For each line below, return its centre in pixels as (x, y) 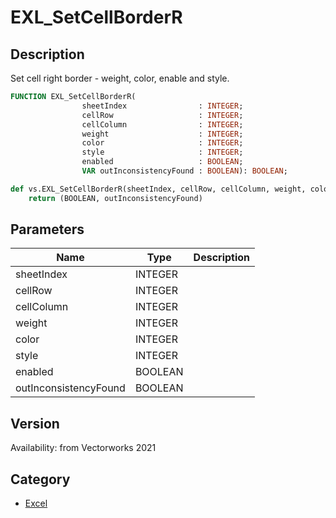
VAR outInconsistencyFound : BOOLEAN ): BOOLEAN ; (184, 171)
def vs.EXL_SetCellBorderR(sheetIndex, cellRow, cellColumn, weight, (158, 189)
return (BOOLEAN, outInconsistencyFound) (115, 198)
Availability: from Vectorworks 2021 (83, 448)
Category (40, 479)
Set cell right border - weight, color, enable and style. (120, 78)
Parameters (47, 229)
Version (35, 423)
